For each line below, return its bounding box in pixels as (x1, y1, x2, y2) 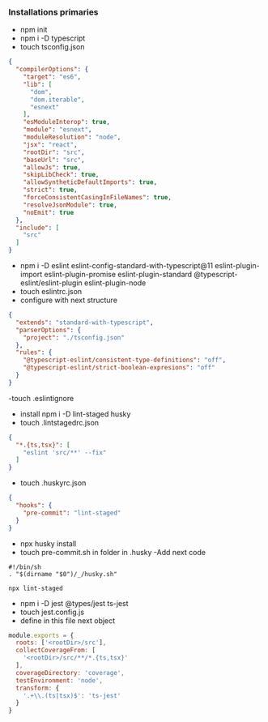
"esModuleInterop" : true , (23, 118, 111, 126)
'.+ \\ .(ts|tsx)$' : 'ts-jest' (23, 691, 121, 699)
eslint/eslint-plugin (19, 278, 83, 288)
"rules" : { (15, 348, 53, 357)
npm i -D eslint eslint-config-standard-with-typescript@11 (19, 261, 213, 271)
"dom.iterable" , (29, 96, 85, 104)
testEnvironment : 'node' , (15, 676, 104, 685)
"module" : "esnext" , (23, 126, 92, 134)
